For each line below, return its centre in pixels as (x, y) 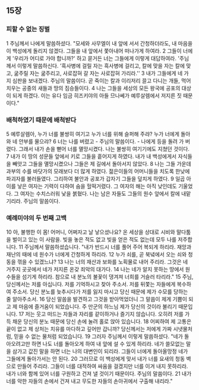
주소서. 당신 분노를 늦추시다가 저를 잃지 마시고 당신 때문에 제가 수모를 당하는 (100, 292)
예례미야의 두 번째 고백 (37, 218)
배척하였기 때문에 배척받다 (41, 120)
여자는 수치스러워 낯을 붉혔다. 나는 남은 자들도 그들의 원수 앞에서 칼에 (100, 193)
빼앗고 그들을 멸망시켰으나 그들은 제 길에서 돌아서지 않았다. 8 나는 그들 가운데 (102, 163)
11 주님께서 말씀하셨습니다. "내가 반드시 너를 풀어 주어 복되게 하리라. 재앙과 (105, 247)
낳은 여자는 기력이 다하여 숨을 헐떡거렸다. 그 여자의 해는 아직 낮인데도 (97, 186)
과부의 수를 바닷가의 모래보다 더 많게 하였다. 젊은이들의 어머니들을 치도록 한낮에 (98, 171)
